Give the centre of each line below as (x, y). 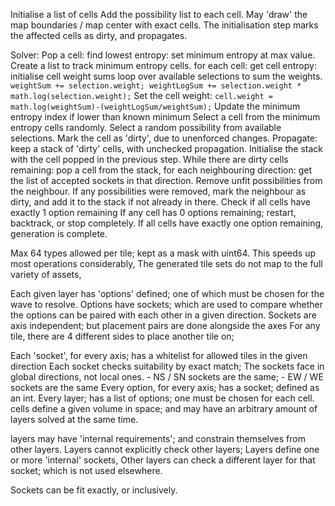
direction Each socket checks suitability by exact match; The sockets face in (167, 366)
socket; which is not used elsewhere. (86, 470)
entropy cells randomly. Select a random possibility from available (146, 127)
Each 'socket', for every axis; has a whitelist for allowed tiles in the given (159, 355)
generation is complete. (59, 233)
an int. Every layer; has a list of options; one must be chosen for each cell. (162, 398)
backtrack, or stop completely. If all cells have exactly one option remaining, (167, 223)
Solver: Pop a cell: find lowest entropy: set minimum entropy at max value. (163, 55)
